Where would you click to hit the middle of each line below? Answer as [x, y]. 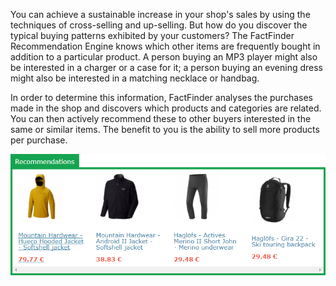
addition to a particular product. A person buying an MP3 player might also [164, 57]
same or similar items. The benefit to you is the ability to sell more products [165, 129]
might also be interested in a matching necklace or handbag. [135, 78]
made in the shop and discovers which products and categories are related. [166, 108]
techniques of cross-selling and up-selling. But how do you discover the [159, 25]
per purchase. [39, 140]
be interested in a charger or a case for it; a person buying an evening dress [166, 67]
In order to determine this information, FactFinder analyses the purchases [161, 97]
